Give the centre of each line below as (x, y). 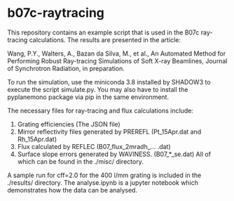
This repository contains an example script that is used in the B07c (103, 32)
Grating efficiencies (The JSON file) (69, 124)
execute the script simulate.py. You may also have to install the (98, 89)
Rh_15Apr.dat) (37, 139)
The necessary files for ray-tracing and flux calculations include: (101, 110)
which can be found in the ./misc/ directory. (80, 161)
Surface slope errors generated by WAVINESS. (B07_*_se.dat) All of (114, 154)
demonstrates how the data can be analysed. (73, 190)
